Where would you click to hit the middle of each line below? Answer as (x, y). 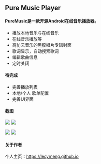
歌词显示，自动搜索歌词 (35, 51)
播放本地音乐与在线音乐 (35, 33)
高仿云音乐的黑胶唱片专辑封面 (42, 45)
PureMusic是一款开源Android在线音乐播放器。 (52, 21)
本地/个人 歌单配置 (30, 93)
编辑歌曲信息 (25, 57)
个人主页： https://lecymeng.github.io (42, 156)
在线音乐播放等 (27, 39)
